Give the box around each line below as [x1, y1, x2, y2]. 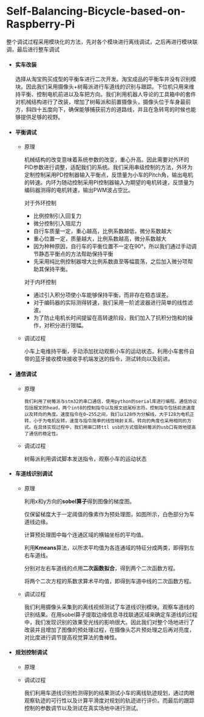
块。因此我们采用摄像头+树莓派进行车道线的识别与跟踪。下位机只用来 [15, 83, 189, 91]
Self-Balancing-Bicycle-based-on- [6, 4, 186, 18]
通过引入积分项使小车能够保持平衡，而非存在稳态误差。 [33, 291, 172, 299]
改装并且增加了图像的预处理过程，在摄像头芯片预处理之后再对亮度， [24, 626, 195, 633]
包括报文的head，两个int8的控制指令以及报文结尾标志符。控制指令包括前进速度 [24, 404, 195, 411]
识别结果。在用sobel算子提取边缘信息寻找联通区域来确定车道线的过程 [24, 611, 198, 618]
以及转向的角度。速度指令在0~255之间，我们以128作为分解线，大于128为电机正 [24, 411, 194, 417]
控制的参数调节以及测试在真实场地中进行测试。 [24, 704, 141, 712]
